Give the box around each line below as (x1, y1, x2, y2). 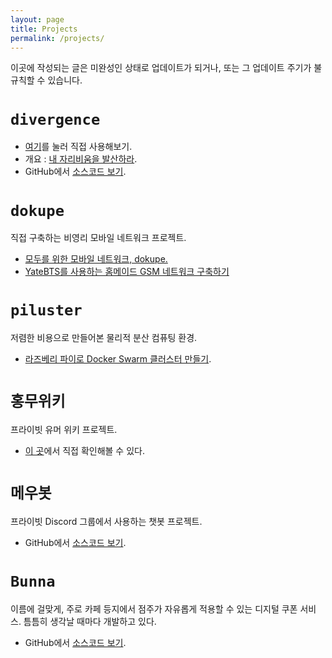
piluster (10, 301, 83, 320)
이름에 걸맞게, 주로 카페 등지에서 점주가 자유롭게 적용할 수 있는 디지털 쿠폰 (10, 603, 298, 615)
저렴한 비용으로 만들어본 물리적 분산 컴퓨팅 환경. (10, 332, 198, 344)
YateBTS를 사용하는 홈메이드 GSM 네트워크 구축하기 (24, 266, 230, 278)
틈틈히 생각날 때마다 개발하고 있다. (23, 616, 157, 627)
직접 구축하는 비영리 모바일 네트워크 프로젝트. (10, 232, 187, 244)
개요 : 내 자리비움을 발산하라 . (24, 153, 138, 165)
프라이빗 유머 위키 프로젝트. (10, 424, 118, 436)
